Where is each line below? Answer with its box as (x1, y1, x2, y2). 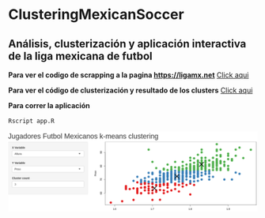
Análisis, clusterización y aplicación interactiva (8, 37, 247, 51)
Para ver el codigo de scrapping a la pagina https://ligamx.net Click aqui (8, 70, 249, 80)
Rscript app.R (8, 117, 55, 125)
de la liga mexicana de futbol (8, 49, 153, 62)
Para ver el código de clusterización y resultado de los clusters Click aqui (8, 85, 253, 95)
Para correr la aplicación (8, 101, 90, 110)
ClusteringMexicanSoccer (8, 6, 184, 24)
